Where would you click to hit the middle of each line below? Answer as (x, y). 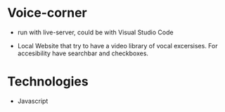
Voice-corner (47, 13)
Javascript (33, 101)
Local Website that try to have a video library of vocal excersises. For (117, 45)
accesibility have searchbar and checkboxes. (83, 53)
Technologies (48, 82)
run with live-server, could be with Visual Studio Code (95, 32)
